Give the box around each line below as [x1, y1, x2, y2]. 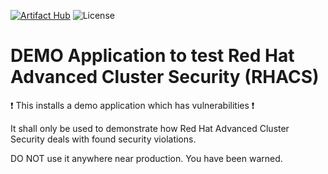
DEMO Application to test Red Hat [10, 45, 295, 67]
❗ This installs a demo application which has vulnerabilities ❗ [10, 99, 255, 111]
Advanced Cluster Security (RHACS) [10, 66, 320, 89]
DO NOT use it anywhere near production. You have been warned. [10, 152, 283, 164]
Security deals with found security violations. [10, 133, 197, 145]
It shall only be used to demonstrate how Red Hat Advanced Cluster [10, 122, 290, 134]
